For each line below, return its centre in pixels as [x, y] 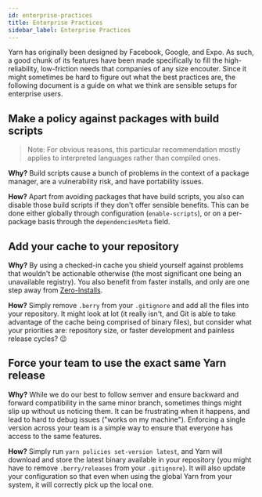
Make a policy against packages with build [114, 118]
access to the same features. [55, 436]
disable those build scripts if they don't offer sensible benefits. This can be [129, 205]
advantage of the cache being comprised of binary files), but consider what [130, 322]
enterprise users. [36, 94]
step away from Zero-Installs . [56, 290]
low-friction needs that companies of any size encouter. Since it [144, 69]
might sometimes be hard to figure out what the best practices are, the [122, 77]
